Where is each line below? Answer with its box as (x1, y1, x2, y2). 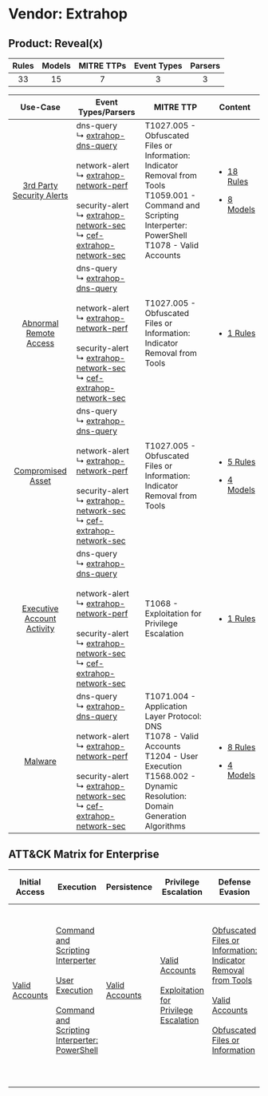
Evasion (219, 886, 250, 897)
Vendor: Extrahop (8, 5, 128, 23)
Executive (22, 603, 59, 614)
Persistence (105, 881, 153, 892)
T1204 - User (144, 751, 199, 762)
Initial (19, 876, 41, 887)
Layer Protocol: (144, 711, 202, 722)
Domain (144, 801, 174, 811)
